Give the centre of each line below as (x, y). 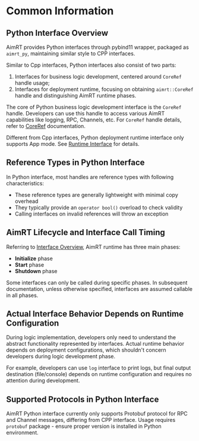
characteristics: (25, 183)
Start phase (29, 265)
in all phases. (22, 295)
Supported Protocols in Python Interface (83, 399)
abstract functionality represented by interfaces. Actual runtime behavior (95, 344)
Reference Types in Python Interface (75, 163)
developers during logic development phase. (61, 356)
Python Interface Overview (57, 33)
